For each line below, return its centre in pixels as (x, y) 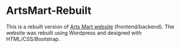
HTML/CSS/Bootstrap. (33, 39)
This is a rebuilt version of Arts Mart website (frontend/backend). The (90, 27)
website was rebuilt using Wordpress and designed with (74, 32)
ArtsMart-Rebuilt (49, 11)
